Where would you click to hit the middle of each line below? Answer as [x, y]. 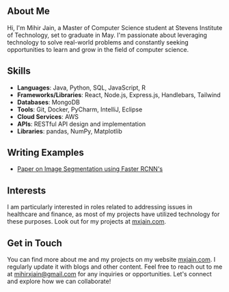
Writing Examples [45, 153]
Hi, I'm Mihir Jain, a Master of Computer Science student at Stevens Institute [115, 27]
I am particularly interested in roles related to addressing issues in [100, 207]
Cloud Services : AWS [48, 116]
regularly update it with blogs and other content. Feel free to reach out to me [115, 267]
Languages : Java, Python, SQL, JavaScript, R [81, 88]
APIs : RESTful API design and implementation [81, 124]
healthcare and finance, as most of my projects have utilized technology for [113, 214]
